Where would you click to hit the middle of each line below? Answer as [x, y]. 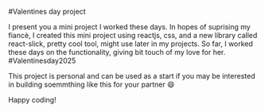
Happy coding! [33, 100]
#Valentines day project [47, 12]
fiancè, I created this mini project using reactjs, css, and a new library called [133, 35]
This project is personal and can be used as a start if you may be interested [132, 76]
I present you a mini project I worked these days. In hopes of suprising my [129, 27]
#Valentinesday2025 [42, 60]
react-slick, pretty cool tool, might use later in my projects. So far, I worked [131, 44]
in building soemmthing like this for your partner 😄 [92, 84]
